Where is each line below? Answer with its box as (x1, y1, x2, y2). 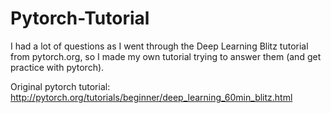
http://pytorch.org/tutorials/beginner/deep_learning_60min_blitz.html (10, 91, 293, 103)
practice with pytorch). (10, 61, 105, 73)
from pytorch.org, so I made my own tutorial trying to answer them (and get (10, 50, 322, 62)
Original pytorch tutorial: (10, 80, 111, 92)
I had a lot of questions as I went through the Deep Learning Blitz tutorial (10, 40, 309, 52)
